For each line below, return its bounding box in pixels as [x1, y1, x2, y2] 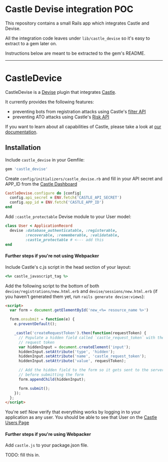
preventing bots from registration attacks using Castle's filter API [12, 108, 146, 114]
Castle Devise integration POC [5, 4, 133, 15]
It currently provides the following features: [5, 99, 94, 105]
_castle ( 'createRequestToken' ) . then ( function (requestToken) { [14, 331, 146, 336]
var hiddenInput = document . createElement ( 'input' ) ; [18, 345, 131, 350]
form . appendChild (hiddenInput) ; [18, 377, 86, 382]
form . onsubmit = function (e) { [9, 317, 75, 322]
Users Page [5, 420, 29, 426]
